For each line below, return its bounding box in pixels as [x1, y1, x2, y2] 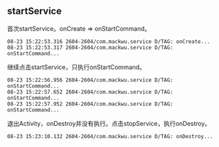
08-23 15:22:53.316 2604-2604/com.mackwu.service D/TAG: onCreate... [7, 38, 211, 45]
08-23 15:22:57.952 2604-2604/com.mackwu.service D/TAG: [7, 101, 174, 107]
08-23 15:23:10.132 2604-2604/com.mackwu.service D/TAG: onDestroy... [7, 133, 214, 139]
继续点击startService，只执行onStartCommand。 [7, 63, 146, 71]
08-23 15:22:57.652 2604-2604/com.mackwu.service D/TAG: [7, 88, 174, 95]
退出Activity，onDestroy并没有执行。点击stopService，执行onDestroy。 [7, 119, 211, 127]
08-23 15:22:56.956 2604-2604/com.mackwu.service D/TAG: [7, 77, 174, 83]
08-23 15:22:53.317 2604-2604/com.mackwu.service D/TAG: [7, 44, 174, 51]
